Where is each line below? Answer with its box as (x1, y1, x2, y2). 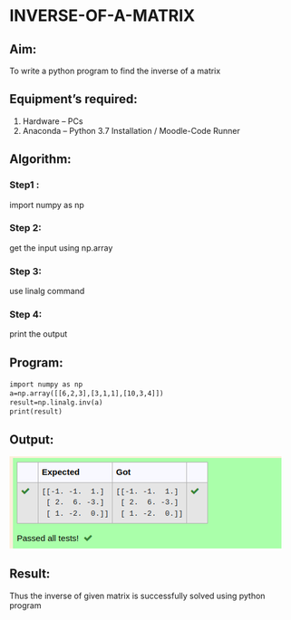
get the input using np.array (9, 242, 113, 253)
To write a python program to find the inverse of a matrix (9, 65, 221, 76)
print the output (9, 329, 68, 339)
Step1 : (9, 178, 40, 191)
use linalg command (9, 286, 85, 297)
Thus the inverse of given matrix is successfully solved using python (9, 590, 266, 601)
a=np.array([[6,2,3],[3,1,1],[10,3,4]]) (9, 389, 165, 398)
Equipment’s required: (9, 91, 138, 107)
